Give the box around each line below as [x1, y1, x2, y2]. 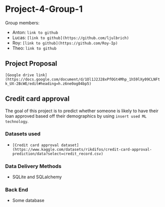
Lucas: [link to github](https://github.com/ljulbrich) [12, 35, 129, 41]
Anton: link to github [12, 29, 58, 35]
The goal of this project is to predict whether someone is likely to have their [5, 108, 159, 114]
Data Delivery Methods [5, 163, 62, 169]
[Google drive [5, 73, 35, 78]
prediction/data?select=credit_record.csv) [12, 151, 104, 156]
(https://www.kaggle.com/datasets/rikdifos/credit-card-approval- [12, 147, 152, 152]
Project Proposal [5, 59, 58, 68]
